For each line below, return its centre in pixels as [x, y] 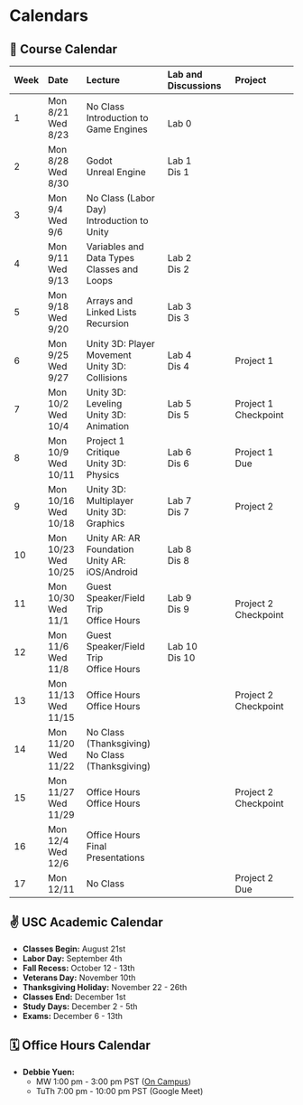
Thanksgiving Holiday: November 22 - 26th [105, 987]
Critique [103, 452]
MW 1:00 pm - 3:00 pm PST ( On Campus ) [114, 1082]
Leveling [104, 403]
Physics [103, 475]
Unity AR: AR [113, 538]
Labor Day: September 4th [72, 958]
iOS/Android [112, 572]
